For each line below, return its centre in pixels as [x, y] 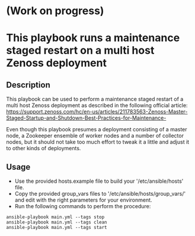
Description [28, 85]
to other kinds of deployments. [44, 148]
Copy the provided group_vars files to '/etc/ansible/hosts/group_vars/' [100, 194]
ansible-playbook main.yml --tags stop [55, 217]
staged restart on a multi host [80, 51]
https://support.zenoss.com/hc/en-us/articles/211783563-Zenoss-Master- [97, 112]
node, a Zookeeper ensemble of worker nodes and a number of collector [95, 136]
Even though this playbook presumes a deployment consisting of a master [97, 130]
